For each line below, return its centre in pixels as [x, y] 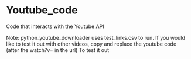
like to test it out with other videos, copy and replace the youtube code [91, 44]
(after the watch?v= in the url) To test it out [58, 50]
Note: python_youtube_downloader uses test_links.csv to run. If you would [96, 37]
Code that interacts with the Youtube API [55, 26]
